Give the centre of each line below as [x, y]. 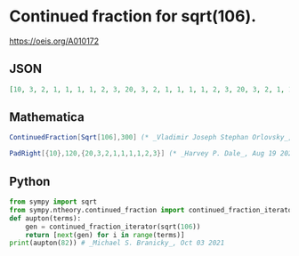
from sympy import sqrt [53, 202]
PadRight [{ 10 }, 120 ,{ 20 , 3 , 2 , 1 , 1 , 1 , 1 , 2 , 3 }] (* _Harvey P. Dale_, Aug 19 [143, 154]
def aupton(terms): [45, 218]
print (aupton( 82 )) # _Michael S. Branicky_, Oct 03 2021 [117, 243]
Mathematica [47, 117]
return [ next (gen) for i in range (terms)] [105, 235]
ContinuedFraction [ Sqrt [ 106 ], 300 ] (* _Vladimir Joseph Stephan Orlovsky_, [151, 138]
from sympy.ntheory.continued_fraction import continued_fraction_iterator [153, 210]
